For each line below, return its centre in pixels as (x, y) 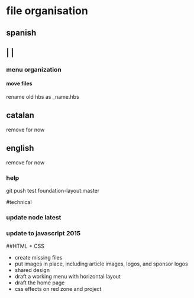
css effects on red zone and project (58, 289)
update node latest (34, 217)
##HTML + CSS (25, 246)
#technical (19, 202)
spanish (21, 33)
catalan (20, 116)
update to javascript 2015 (43, 233)
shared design (32, 270)
